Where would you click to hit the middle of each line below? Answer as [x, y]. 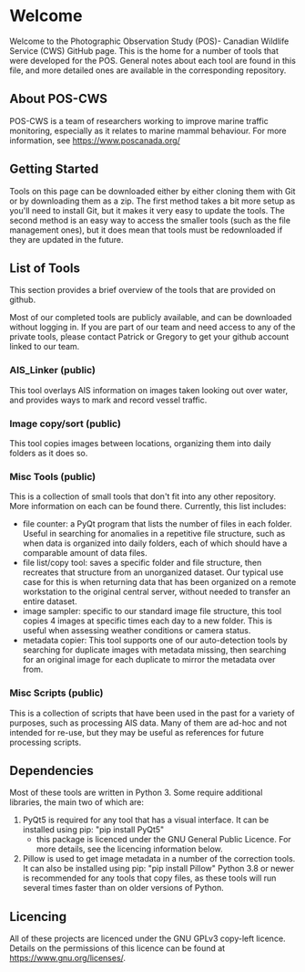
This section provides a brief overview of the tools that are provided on [142, 290]
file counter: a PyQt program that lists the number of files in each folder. [157, 524]
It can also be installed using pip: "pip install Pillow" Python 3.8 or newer [158, 869]
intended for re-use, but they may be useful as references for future [137, 732]
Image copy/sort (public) [65, 423]
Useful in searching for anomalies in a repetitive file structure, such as [154, 534]
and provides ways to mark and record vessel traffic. [108, 400]
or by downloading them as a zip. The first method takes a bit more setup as [152, 201]
